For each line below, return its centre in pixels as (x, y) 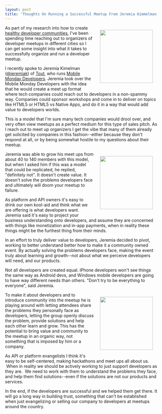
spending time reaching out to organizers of (49, 38)
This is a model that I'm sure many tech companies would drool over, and (78, 119)
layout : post (18, 9)
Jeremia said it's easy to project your (42, 215)
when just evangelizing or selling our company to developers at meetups (77, 401)
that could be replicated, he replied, (40, 169)
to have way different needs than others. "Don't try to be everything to (75, 280)
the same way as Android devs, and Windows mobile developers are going (79, 275)
